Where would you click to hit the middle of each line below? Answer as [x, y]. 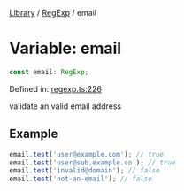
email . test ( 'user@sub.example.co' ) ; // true [92, 163]
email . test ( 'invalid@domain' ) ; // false [85, 171]
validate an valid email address [65, 106]
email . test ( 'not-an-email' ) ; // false [80, 179]
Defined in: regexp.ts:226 [55, 88]
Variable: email [65, 49]
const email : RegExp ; [49, 72]
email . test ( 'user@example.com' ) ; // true [87, 154]
